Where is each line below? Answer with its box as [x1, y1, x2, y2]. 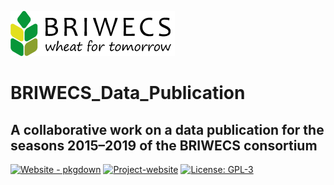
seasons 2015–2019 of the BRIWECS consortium [10, 137, 318, 154]
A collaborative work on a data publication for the [10, 121, 325, 138]
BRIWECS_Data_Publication [10, 82, 246, 105]
